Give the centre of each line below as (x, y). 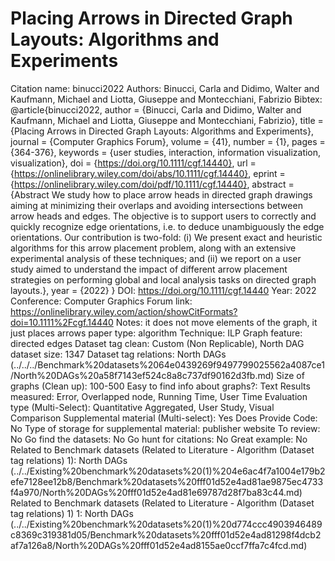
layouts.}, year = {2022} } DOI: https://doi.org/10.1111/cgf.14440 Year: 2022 (163, 290)
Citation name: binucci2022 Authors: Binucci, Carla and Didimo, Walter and (165, 88)
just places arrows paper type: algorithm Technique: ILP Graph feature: (156, 333)
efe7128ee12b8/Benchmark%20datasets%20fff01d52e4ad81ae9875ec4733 (167, 481)
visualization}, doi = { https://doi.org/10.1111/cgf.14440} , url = (133, 163)
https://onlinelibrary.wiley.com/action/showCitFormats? (124, 311)
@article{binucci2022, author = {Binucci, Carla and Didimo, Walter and (156, 109)
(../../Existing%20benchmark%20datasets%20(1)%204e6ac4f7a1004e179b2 (168, 471)
